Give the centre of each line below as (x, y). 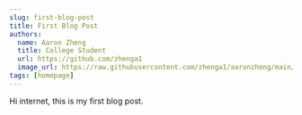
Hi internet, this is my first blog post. (76, 101)
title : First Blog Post (54, 26)
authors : (26, 34)
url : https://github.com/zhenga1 (80, 59)
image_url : (38, 68)
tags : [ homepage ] (42, 76)
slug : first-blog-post (52, 17)
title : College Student (62, 51)
